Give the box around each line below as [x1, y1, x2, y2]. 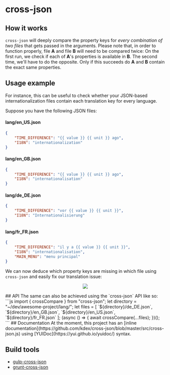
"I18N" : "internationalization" [14, 140, 83, 145]
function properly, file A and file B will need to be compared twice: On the [5, 48, 159, 54]
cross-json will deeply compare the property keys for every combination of [5, 37, 163, 43]
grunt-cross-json [12, 364, 49, 370]
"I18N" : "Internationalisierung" [14, 213, 85, 218]
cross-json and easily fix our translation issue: [5, 273, 103, 279]
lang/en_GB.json [5, 156, 41, 162]
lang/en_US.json [5, 119, 41, 126]
